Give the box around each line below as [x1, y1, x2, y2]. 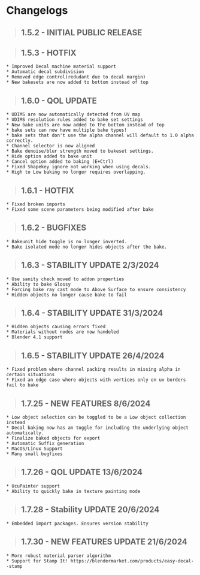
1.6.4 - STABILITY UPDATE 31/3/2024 [20, 308, 163, 318]
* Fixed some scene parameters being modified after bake [6, 207, 154, 213]
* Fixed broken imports [6, 201, 66, 207]
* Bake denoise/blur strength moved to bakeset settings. [6, 148, 154, 155]
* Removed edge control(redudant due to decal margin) [6, 74, 146, 80]
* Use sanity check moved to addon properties [6, 276, 125, 282]
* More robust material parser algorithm [6, 552, 111, 559]
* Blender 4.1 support [6, 334, 63, 340]
